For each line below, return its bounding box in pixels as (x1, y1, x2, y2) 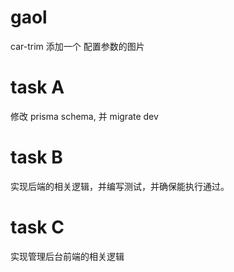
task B (10, 146, 63, 169)
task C (10, 216, 65, 238)
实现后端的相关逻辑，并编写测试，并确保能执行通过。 (10, 180, 230, 192)
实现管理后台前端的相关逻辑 (10, 250, 125, 262)
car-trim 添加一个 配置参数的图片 (10, 40, 145, 52)
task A (10, 76, 65, 99)
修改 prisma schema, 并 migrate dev (10, 110, 159, 122)
